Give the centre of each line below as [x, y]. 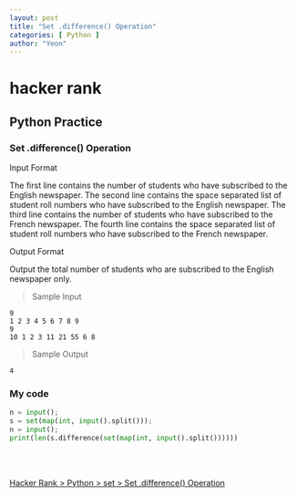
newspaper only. [41, 279]
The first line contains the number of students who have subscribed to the [148, 186]
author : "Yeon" [38, 43]
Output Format [37, 252]
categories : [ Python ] [55, 35]
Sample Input [56, 296]
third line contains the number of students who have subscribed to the [141, 214]
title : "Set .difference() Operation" [83, 26]
